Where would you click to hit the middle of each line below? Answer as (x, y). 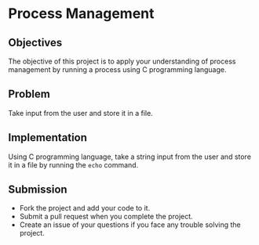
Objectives (35, 43)
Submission (38, 190)
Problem (29, 94)
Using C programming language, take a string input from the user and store (129, 157)
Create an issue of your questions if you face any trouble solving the (130, 225)
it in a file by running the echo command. (73, 164)
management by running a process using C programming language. (117, 70)
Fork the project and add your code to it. (85, 208)
